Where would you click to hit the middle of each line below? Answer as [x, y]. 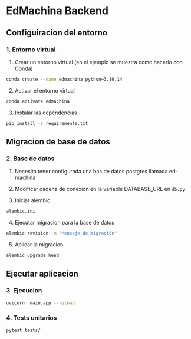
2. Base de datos [30, 159]
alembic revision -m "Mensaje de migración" [62, 233]
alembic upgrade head [33, 255]
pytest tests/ [24, 330]
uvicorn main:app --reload [41, 303]
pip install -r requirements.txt [47, 123]
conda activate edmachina [38, 101]
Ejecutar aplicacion [42, 274]
